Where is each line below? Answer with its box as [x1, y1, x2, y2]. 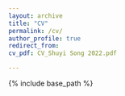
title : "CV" [8, 19, 48, 27]
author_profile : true [8, 34, 81, 43]
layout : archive [8, 11, 63, 20]
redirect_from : [8, 42, 60, 50]
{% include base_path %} [8, 78, 94, 88]
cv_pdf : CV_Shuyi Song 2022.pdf [8, 49, 117, 57]
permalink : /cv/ [8, 27, 63, 35]
